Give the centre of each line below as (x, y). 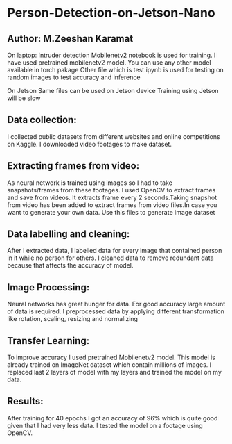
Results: (25, 401)
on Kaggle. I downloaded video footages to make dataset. (89, 144)
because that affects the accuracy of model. (70, 265)
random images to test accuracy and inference (74, 77)
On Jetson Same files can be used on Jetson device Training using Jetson (113, 91)
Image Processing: (48, 287)
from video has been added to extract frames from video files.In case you (112, 205)
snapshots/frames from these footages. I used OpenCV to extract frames (111, 190)
